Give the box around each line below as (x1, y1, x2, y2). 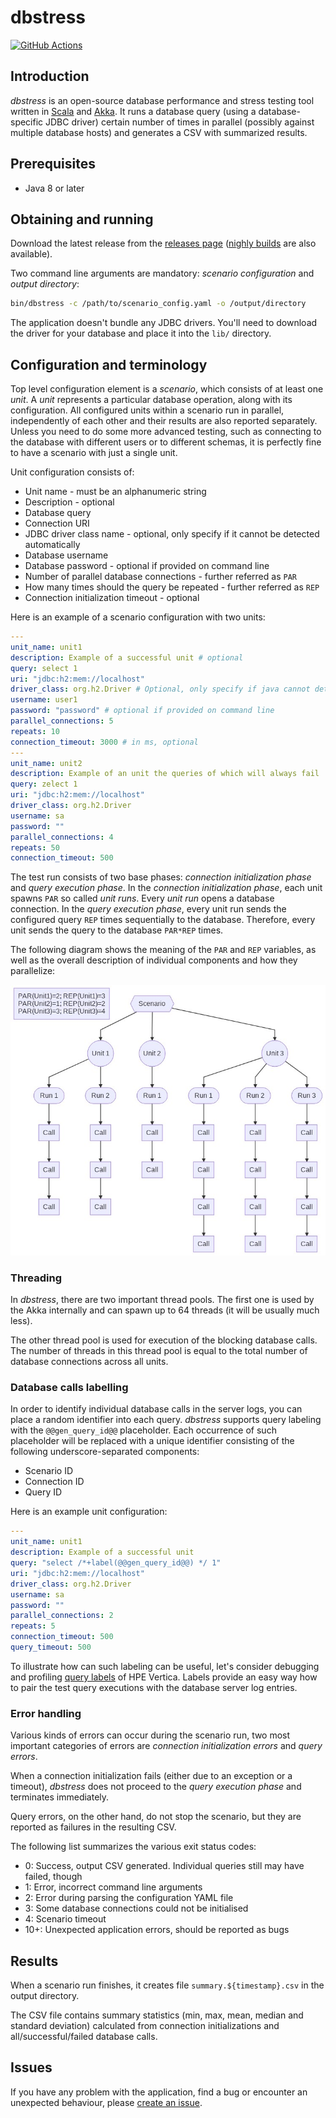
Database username (24, 549, 109, 561)
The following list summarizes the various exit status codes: (10, 1841, 257, 1853)
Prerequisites (10, 156, 96, 173)
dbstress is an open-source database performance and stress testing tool (10, 94, 315, 106)
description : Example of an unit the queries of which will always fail (10, 769, 320, 779)
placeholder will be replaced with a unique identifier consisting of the (10, 1435, 295, 1447)
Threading (10, 1271, 63, 1285)
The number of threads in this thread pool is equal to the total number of (10, 1345, 308, 1357)
